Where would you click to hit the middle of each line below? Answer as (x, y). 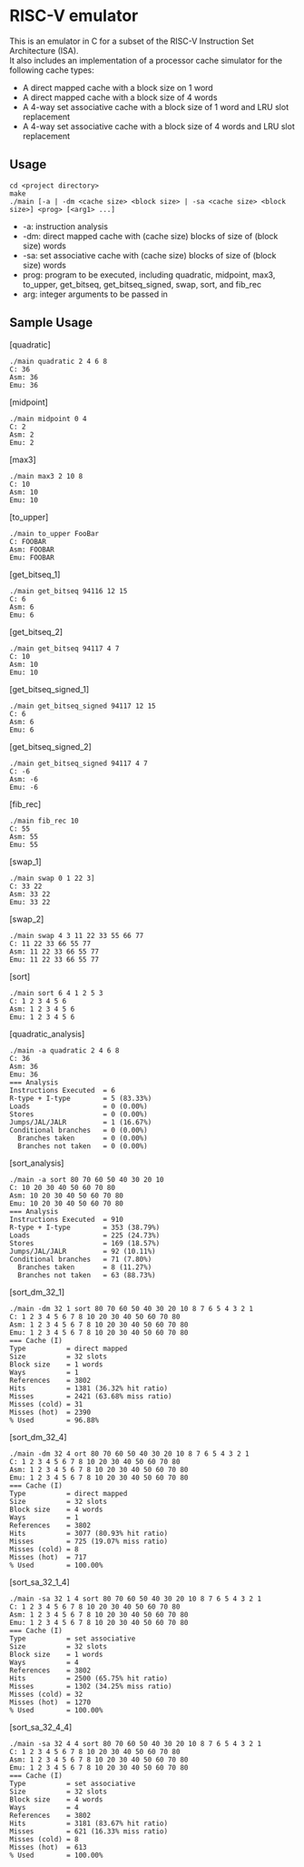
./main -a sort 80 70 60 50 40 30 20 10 (87, 1179)
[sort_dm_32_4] (38, 1437)
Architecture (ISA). (44, 50)
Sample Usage (51, 323)
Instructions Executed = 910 (67, 1219)
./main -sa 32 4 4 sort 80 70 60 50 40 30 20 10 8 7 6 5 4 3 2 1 (135, 1743)
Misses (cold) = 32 (46, 1694)
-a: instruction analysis (65, 226)
